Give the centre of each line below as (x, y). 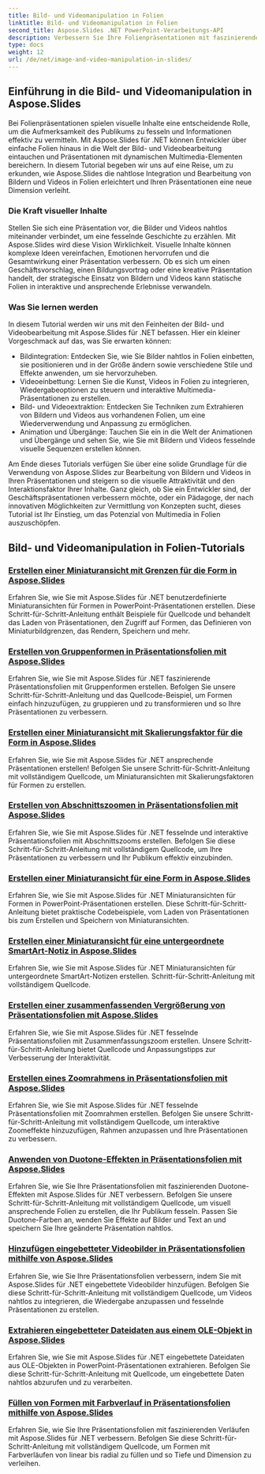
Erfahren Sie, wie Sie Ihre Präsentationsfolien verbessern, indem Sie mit (125, 1276)
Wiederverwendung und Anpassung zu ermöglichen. (105, 424)
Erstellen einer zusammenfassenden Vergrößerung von (117, 1005)
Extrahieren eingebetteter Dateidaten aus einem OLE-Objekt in (130, 1330)
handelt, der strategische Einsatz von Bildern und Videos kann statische (125, 278)
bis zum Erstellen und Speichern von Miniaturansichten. (99, 921)
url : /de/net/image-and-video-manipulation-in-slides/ (100, 60)
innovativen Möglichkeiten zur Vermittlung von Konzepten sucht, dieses (125, 506)
